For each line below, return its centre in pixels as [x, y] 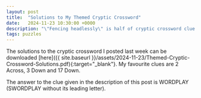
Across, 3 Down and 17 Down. [43, 70]
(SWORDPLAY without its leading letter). [56, 88]
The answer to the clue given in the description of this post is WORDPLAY [97, 82]
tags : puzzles [24, 34]
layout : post [23, 12]
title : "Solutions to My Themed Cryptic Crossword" [74, 17]
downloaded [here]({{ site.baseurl [48, 58]
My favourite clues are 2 [148, 64]
